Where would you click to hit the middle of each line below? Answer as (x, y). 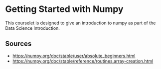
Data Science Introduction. (32, 28)
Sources (18, 44)
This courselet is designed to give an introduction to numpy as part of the (80, 23)
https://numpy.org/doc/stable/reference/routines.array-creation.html (83, 61)
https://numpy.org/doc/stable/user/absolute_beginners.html (74, 56)
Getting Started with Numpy (64, 9)
